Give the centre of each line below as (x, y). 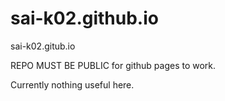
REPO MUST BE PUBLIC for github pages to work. (113, 65)
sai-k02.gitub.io (43, 46)
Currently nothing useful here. (72, 84)
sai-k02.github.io (84, 18)
